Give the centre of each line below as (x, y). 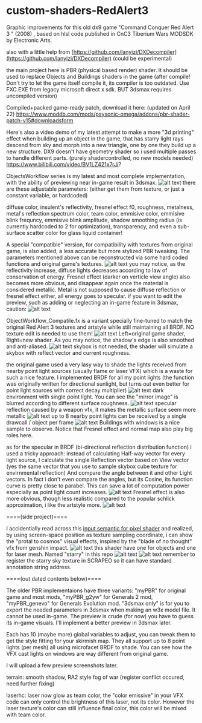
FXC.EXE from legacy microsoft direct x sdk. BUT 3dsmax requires (89, 89)
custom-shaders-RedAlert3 (77, 11)
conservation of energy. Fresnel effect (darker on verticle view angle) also (98, 277)
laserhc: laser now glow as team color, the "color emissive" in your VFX (95, 695)
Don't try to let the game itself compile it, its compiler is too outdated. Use (98, 83)
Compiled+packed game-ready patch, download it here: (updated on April (98, 107)
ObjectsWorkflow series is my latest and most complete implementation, (96, 176)
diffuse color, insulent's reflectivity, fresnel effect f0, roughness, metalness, (100, 207)
